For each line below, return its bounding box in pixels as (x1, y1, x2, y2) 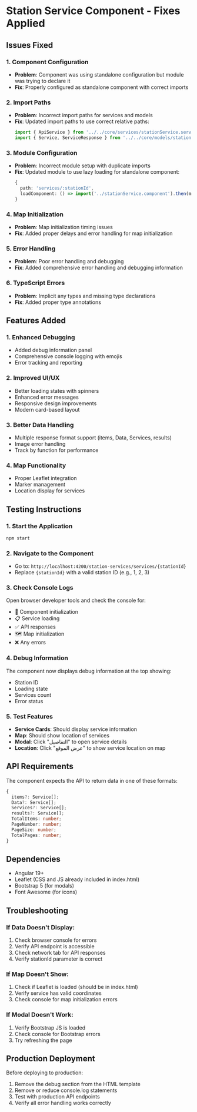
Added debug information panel (14, 346, 92, 354)
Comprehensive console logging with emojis (14, 353, 122, 360)
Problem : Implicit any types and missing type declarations (14, 292, 156, 299)
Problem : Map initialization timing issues (14, 224, 113, 231)
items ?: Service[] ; (11, 794, 59, 800)
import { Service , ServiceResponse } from (14, 135, 121, 141)
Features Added (6, 316, 66, 325)
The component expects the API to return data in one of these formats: (6, 777, 178, 784)
